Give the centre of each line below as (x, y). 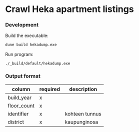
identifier (18, 113)
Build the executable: (27, 35)
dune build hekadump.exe (31, 45)
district (16, 122)
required (49, 89)
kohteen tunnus (83, 113)
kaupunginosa (81, 122)
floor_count (21, 105)
